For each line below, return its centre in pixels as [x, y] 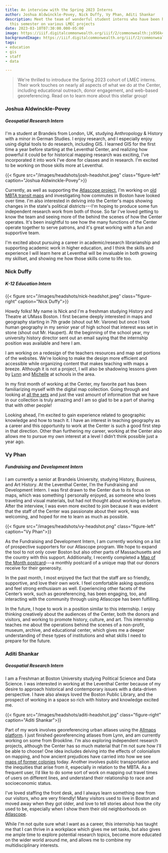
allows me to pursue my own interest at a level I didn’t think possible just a [81, 437]
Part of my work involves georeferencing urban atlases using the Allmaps [81, 730]
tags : [11, 43]
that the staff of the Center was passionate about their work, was [72, 511]
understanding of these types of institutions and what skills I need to [76, 635]
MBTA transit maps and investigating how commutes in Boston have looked [82, 196]
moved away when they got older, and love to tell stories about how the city [83, 803]
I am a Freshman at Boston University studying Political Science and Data [80, 678]
